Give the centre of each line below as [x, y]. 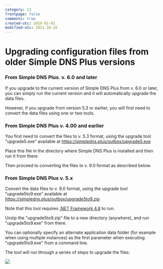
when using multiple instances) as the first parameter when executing [75, 238]
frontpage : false [23, 14]
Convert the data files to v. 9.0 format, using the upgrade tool [66, 189]
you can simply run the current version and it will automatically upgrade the [81, 93]
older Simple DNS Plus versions [70, 62]
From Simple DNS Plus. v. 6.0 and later [51, 77]
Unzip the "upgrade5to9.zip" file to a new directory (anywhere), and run [77, 218]
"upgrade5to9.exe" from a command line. [47, 243]
